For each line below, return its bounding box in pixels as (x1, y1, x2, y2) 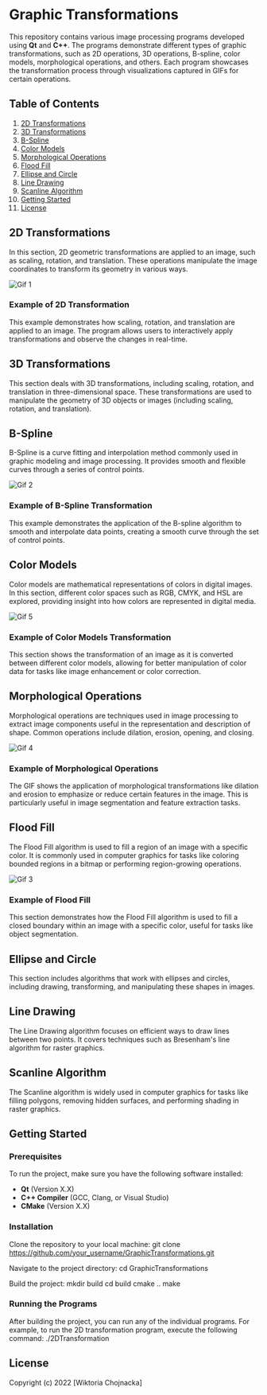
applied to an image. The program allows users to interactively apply (9, 325, 234, 335)
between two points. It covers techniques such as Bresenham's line (9, 1035, 230, 1044)
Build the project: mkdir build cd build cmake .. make (9, 1279, 181, 1288)
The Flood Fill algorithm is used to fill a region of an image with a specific (9, 842, 249, 851)
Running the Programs (9, 1299, 98, 1310)
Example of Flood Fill (9, 894, 91, 905)
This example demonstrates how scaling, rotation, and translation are (9, 317, 235, 327)
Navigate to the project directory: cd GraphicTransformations (9, 1263, 209, 1272)
